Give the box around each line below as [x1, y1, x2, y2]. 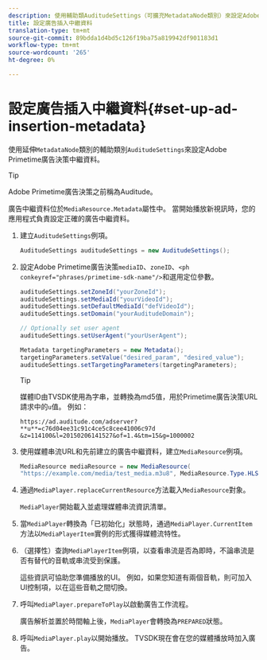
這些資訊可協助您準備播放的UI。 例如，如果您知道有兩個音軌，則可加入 [19, 572, 252, 582]
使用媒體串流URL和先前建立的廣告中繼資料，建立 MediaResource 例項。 [19, 447, 248, 456]
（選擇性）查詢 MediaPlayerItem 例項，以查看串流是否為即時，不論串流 [19, 546, 248, 556]
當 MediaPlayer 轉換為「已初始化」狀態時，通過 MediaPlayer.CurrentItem [19, 519, 253, 529]
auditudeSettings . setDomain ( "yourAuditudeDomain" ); [19, 310, 195, 318]
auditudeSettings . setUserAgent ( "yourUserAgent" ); [19, 332, 188, 340]
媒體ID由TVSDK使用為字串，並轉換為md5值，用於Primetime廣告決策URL [19, 392, 258, 401]
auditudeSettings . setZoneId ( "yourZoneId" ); [19, 287, 167, 295]
